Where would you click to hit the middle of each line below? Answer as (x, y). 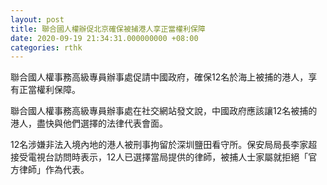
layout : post (37, 19)
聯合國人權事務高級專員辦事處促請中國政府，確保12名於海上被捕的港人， (159, 77)
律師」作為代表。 (54, 170)
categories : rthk (46, 47)
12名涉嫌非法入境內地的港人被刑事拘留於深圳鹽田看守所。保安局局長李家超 (164, 145)
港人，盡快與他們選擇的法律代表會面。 (89, 123)
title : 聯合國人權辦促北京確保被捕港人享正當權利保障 (108, 29)
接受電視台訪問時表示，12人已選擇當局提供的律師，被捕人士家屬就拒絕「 (159, 157)
